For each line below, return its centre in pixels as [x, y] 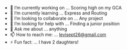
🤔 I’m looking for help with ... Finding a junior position [65, 23]
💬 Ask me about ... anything [38, 29]
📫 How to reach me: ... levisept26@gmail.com [58, 34]
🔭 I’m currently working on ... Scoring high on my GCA [66, 8]
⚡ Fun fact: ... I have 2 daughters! [44, 42]
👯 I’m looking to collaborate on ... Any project [56, 18]
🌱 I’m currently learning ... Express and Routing [58, 13]
